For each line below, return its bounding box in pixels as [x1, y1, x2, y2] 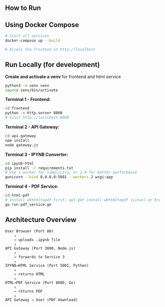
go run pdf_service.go [5, 202, 52, 207]
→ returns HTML [14, 272, 45, 277]
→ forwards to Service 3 [14, 255, 65, 259]
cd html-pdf [5, 193, 29, 198]
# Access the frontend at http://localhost [5, 47, 96, 52]
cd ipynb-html [5, 161, 34, 166]
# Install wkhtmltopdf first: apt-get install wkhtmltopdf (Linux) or [5, 198, 153, 203]
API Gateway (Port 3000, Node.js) [5, 246, 76, 251]
